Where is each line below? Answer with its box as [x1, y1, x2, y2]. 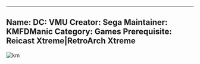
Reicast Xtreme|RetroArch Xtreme [6, 36, 136, 46]
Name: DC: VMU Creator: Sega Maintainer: [6, 17, 168, 27]
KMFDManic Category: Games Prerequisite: [6, 27, 172, 37]
